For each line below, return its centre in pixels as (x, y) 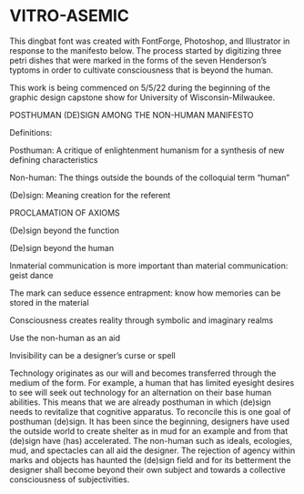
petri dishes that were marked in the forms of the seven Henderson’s (138, 60)
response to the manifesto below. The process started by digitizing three (146, 50)
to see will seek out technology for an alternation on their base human (141, 392)
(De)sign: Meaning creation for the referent (90, 195)
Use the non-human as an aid (65, 338)
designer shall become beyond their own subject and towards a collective (147, 469)
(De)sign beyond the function (65, 230)
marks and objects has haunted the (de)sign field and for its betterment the (150, 459)
